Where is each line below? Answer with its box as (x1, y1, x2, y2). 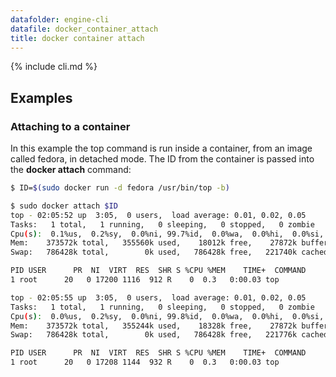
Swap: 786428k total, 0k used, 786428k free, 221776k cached (10, 330, 329, 340)
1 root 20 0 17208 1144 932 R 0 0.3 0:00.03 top (10, 357, 280, 368)
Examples (10, 89, 73, 106)
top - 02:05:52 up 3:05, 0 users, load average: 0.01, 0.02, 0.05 (10, 210, 307, 220)
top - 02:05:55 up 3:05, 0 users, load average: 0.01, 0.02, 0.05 (10, 292, 307, 303)
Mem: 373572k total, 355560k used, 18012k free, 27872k (10, 238, 298, 248)
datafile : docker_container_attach (10, 24, 159, 34)
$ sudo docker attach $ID (10, 201, 118, 211)
